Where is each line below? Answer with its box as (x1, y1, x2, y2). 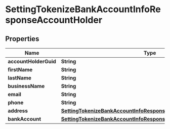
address (8, 107, 28, 114)
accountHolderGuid (8, 58, 57, 65)
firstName (8, 66, 33, 73)
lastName (8, 74, 32, 81)
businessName (8, 82, 45, 90)
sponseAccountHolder (5, 14, 103, 26)
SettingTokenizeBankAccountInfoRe (5, 4, 161, 15)
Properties (5, 34, 39, 43)
